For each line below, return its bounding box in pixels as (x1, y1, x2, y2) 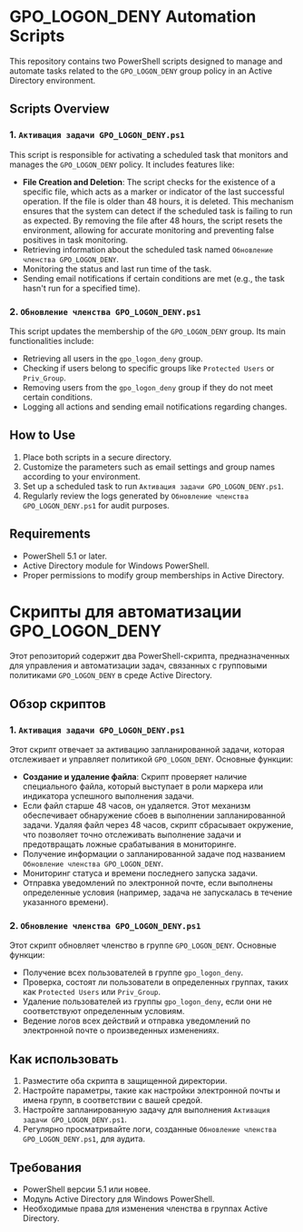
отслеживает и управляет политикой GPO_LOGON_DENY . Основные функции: (9, 754, 293, 764)
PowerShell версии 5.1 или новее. (22, 1184, 151, 1195)
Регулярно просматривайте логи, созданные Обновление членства (22, 1124, 277, 1135)
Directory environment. (9, 74, 96, 85)
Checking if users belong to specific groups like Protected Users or (22, 362, 275, 373)
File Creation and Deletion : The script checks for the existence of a (22, 176, 276, 187)
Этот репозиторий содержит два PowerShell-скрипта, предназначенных (9, 651, 290, 662)
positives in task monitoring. (22, 234, 129, 245)
